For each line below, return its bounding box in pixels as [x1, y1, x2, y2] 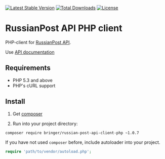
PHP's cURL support [12, 83, 56, 89]
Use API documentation [5, 49, 55, 55]
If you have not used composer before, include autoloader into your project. [5, 139, 160, 145]
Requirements [5, 64, 51, 72]
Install [5, 97, 25, 106]
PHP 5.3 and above [12, 77, 53, 83]
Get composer [12, 110, 43, 116]
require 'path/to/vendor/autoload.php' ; [5, 149, 92, 154]
